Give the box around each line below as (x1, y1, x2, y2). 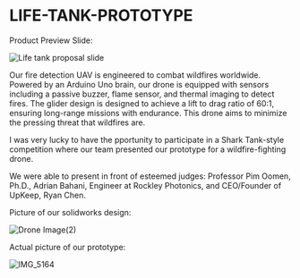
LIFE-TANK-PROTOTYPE (9, 5, 193, 26)
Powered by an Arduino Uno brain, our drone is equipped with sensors (9, 79, 270, 89)
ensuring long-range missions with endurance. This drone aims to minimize (9, 107, 287, 118)
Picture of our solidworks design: (9, 206, 132, 217)
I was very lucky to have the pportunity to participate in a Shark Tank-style (9, 134, 285, 145)
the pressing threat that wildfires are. (9, 117, 146, 128)
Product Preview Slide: (9, 35, 93, 46)
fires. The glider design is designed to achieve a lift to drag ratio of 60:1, (9, 97, 275, 108)
